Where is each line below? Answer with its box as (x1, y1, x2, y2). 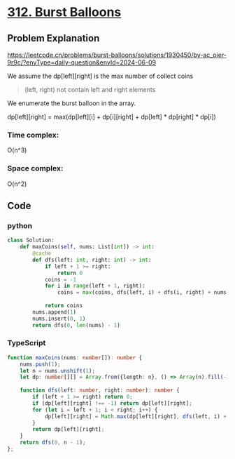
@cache (32, 250, 52, 257)
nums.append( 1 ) (32, 308, 77, 316)
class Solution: (7, 237, 55, 244)
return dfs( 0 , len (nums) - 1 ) (32, 321, 120, 328)
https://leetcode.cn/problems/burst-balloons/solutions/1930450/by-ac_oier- (7, 51, 227, 59)
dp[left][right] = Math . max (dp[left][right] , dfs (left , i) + (44, 413, 227, 420)
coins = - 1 (44, 276, 77, 283)
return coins (44, 302, 83, 310)
